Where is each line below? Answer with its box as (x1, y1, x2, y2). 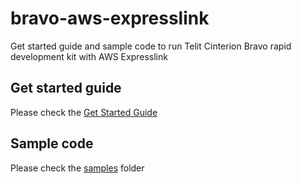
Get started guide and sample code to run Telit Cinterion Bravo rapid (10, 40, 292, 52)
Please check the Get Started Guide (10, 106, 158, 118)
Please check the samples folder (10, 162, 145, 174)
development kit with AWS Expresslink (10, 50, 168, 62)
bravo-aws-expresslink (10, 7, 210, 30)
